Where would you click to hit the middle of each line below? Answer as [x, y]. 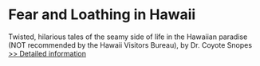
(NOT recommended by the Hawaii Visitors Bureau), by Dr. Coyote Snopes [130, 45]
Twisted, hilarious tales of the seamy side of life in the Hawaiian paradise [128, 37]
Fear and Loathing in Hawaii [102, 15]
